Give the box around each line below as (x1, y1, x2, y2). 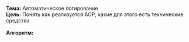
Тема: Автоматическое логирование (6, 5, 98, 12)
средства (6, 17, 30, 24)
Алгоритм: (6, 29, 34, 36)
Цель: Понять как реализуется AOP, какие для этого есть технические (6, 11, 184, 18)
